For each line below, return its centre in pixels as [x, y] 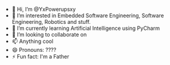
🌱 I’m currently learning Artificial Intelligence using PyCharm [86, 28]
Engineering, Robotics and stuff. [51, 22]
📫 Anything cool [33, 41]
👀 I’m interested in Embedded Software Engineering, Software [88, 16]
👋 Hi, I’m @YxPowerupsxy [44, 9]
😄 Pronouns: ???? [34, 50]
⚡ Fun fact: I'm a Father [41, 56]
